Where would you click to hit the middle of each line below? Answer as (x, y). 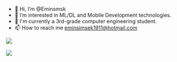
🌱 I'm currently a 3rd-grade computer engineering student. (86, 21)
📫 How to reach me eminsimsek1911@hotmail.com (76, 28)
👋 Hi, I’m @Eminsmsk (40, 9)
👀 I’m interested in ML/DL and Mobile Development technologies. (93, 15)
